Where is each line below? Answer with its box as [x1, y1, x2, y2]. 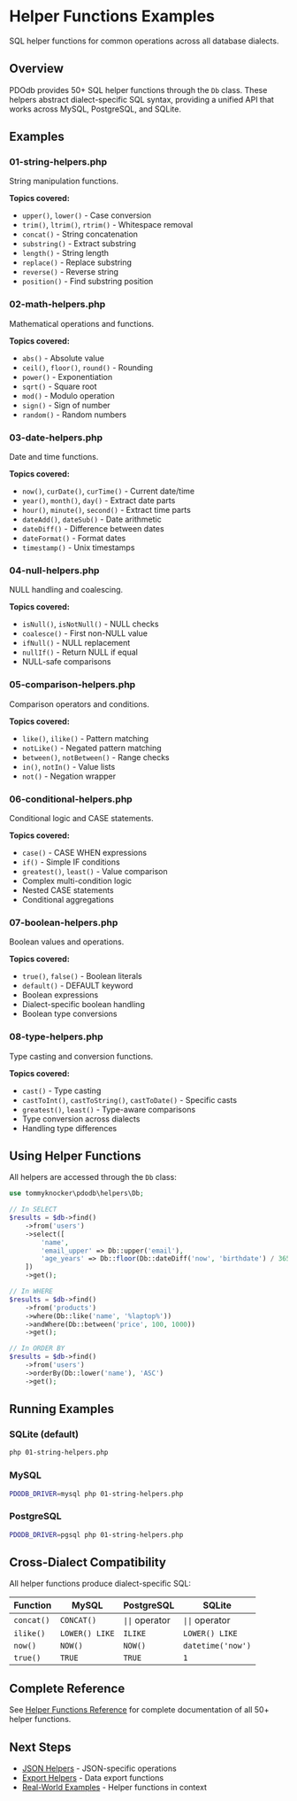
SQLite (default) [9, 1428, 80, 1440]
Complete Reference [9, 1681, 126, 1696]
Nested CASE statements [21, 884, 114, 896]
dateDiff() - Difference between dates [21, 524, 165, 534]
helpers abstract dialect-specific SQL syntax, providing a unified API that [9, 94, 274, 105]
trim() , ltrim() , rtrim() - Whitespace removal [21, 220, 194, 230]
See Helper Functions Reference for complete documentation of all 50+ [9, 1704, 270, 1715]
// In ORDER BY [9, 1344, 65, 1353]
